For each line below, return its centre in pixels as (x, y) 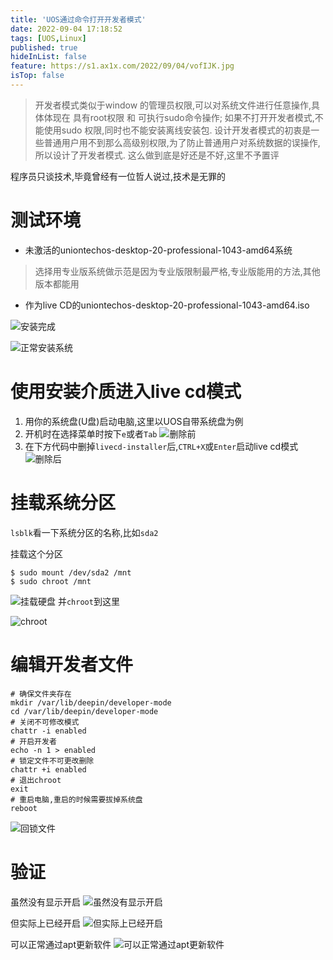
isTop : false (37, 76)
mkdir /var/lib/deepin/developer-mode (91, 702)
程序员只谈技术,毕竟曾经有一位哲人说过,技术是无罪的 (118, 176)
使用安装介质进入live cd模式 (126, 392)
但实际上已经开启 (45, 923)
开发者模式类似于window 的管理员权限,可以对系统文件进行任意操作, (173, 105)
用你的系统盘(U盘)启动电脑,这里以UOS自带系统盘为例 (134, 421)
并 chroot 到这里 (88, 601)
